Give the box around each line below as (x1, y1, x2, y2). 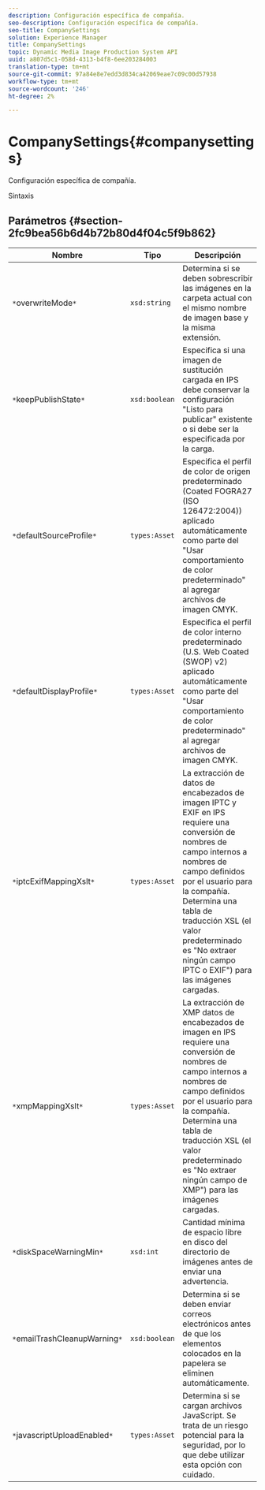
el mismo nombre (182, 303, 247, 313)
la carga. (182, 443, 215, 454)
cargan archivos (182, 1400, 243, 1411)
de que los (182, 1328, 222, 1339)
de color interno (182, 627, 242, 637)
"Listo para (182, 404, 223, 415)
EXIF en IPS (182, 807, 226, 818)
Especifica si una (182, 345, 246, 356)
